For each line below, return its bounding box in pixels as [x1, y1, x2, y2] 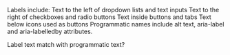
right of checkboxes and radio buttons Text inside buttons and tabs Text [7, 13, 211, 21]
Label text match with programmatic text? [7, 41, 125, 48]
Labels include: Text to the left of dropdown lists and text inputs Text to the [7, 6, 220, 14]
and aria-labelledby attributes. [7, 27, 93, 35]
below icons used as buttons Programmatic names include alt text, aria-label [7, 20, 224, 28]
